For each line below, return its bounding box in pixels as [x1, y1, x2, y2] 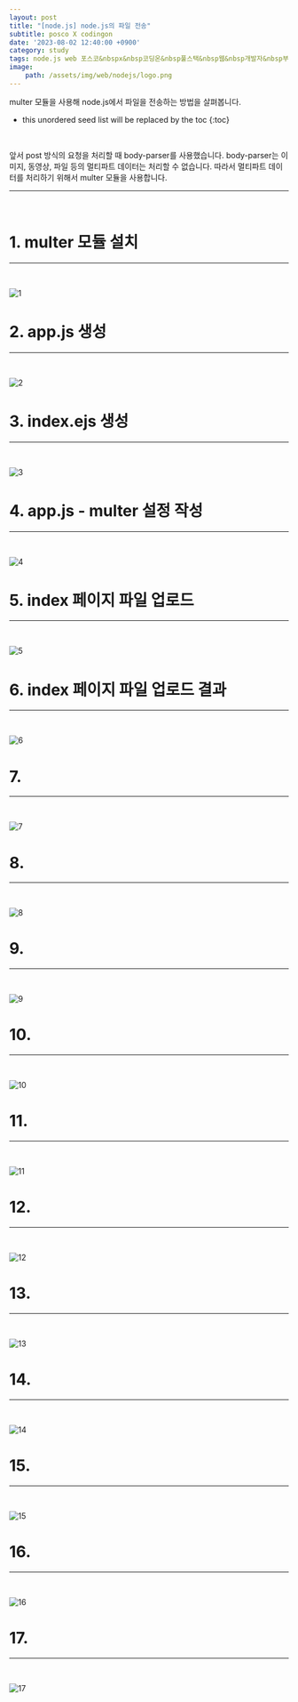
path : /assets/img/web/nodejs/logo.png [25, 71, 173, 80]
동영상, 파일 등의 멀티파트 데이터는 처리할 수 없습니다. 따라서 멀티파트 [27, 161, 267, 172]
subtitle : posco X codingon [9, 29, 114, 38]
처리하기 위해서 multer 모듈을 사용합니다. [25, 172, 168, 182]
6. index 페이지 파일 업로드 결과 [9, 680, 227, 699]
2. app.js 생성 [9, 321, 107, 342]
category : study [9, 46, 69, 55]
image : [9, 63, 34, 72]
